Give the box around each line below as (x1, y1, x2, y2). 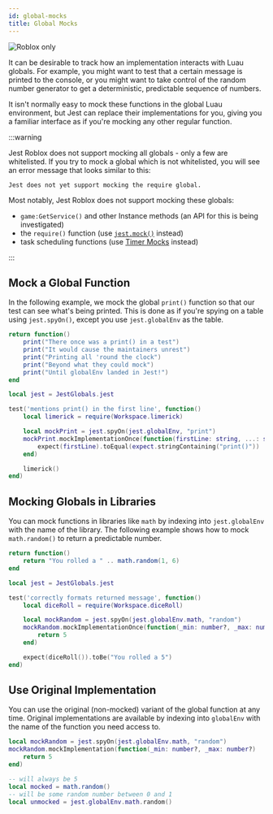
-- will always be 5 (8, 775, 79, 783)
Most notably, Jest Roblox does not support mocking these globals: (8, 195, 234, 205)
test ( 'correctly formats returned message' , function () (8, 594, 201, 602)
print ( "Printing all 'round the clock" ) (23, 353, 162, 362)
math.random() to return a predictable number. (8, 534, 162, 543)
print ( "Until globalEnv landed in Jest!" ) (23, 368, 169, 376)
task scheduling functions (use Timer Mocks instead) (19, 236, 199, 246)
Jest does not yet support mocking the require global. (8, 180, 201, 189)
